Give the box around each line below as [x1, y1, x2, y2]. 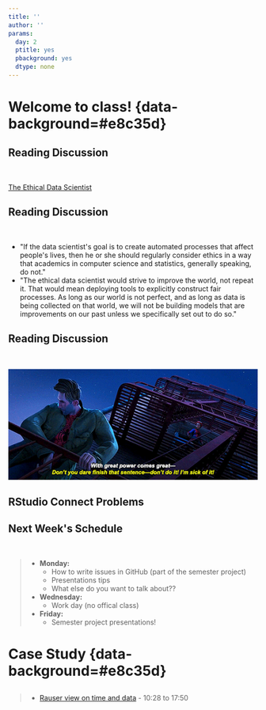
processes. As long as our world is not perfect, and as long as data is [19, 292, 245, 302]
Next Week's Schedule [8, 522, 123, 536]
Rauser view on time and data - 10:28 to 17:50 [39, 693, 188, 703]
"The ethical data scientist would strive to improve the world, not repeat [19, 275, 254, 285]
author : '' [8, 21, 44, 29]
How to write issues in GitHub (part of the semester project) [51, 567, 247, 576]
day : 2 [15, 38, 37, 46]
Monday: [39, 558, 70, 568]
